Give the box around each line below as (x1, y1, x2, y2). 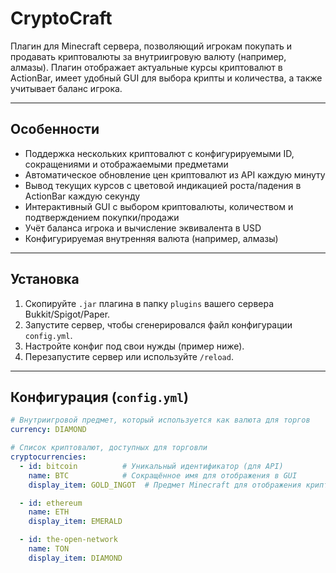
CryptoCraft (10, 7, 113, 30)
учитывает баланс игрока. (10, 82, 123, 94)
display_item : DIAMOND (28, 553, 123, 563)
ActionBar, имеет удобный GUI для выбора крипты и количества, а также (10, 72, 323, 84)
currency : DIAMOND (10, 425, 87, 435)
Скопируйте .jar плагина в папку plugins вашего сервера (24, 297, 275, 309)
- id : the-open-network (19, 535, 118, 545)
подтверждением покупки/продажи (24, 211, 180, 223)
